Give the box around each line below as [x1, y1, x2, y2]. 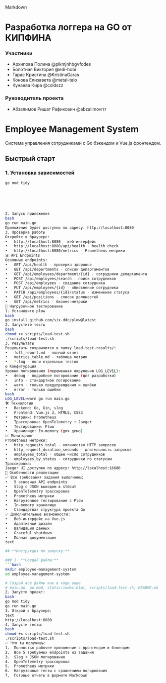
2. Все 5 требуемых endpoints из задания [5, 650, 94, 655]
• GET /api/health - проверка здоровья [5, 262, 92, 267]
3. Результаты [5, 341, 35, 346]
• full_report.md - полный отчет [5, 350, 79, 355]
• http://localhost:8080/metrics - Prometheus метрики [5, 248, 125, 253]
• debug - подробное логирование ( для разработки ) [5, 373, 116, 378]
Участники [5, 50, 33, 57]
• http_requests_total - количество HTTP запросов [5, 443, 116, 448]
